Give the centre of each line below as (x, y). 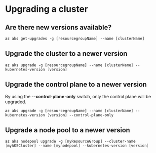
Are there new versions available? (58, 27)
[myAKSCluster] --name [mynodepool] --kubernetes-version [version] (77, 146)
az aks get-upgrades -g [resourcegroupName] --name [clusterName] (75, 38)
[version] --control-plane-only (80, 115)
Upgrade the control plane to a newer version (76, 85)
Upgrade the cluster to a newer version (66, 54)
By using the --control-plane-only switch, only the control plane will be (78, 96)
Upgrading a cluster (47, 9)
